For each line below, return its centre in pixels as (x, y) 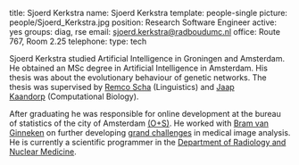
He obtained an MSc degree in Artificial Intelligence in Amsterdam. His (138, 68)
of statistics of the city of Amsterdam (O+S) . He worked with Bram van (139, 123)
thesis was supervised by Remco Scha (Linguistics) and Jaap (122, 87)
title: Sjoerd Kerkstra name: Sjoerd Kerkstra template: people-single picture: (149, 13)
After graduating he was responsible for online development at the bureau (145, 114)
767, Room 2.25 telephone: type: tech (78, 41)
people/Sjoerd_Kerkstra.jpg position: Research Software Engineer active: (143, 22)
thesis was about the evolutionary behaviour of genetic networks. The (138, 78)
